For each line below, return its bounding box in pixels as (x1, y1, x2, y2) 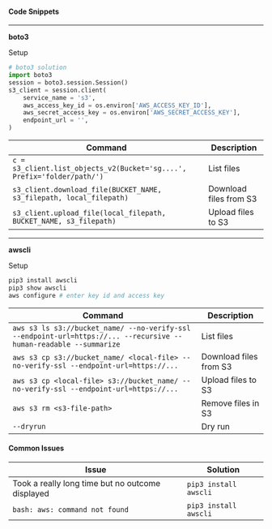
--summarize (74, 339, 121, 349)
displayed (12, 488, 50, 499)
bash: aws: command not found (12, 505, 130, 514)
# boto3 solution (8, 63, 67, 72)
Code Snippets (8, 6, 59, 16)
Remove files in (201, 398, 260, 409)
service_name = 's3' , (23, 93, 96, 101)
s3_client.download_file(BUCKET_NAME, (12, 185, 162, 195)
